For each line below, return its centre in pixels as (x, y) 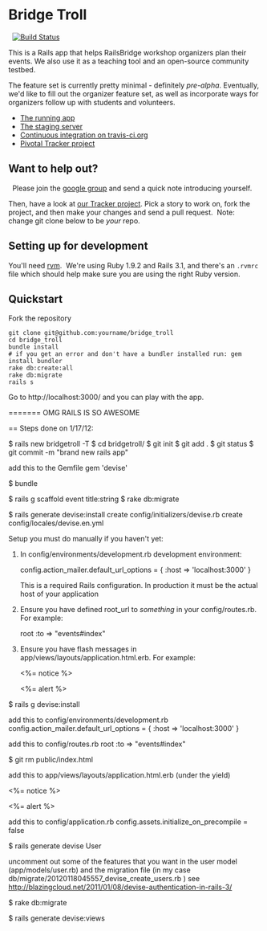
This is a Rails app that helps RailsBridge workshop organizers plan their (127, 52)
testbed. (22, 69)
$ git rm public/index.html (51, 760)
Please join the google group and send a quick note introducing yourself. (132, 188)
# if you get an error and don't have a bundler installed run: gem (125, 354)
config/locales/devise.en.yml (56, 523)
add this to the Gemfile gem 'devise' (68, 468)
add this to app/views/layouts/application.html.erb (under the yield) (119, 775)
